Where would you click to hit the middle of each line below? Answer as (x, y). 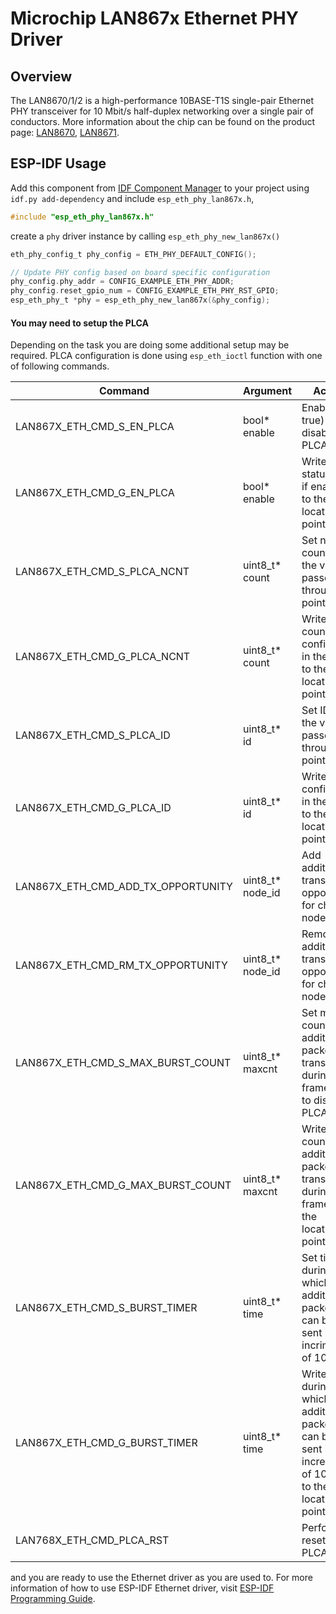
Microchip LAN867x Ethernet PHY (155, 18)
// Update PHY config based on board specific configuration (140, 272)
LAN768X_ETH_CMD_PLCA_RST (92, 1540)
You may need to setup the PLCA (79, 323)
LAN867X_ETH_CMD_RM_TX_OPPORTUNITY (121, 965)
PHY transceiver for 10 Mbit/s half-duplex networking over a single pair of (162, 111)
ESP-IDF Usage (58, 163)
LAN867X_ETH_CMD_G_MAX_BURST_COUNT (123, 1185)
